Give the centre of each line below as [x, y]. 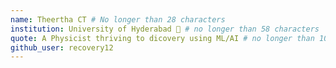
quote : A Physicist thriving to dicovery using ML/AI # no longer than [162, 38]
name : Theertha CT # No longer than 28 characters [118, 19]
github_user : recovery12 [62, 47]
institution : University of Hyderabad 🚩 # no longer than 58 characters [165, 29]
